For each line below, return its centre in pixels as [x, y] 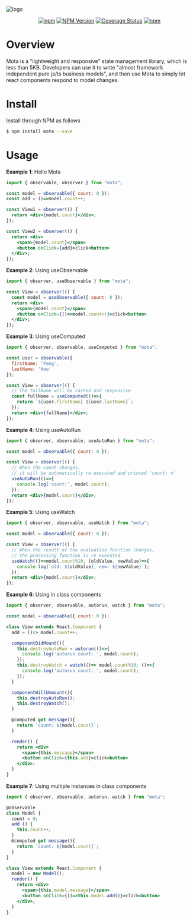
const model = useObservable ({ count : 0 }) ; [67, 297]
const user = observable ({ [39, 358]
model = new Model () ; [38, 873]
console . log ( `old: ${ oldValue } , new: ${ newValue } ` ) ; [83, 567]
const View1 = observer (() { [42, 210]
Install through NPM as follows [44, 120]
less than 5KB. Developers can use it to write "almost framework [85, 67]
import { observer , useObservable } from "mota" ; [69, 281]
